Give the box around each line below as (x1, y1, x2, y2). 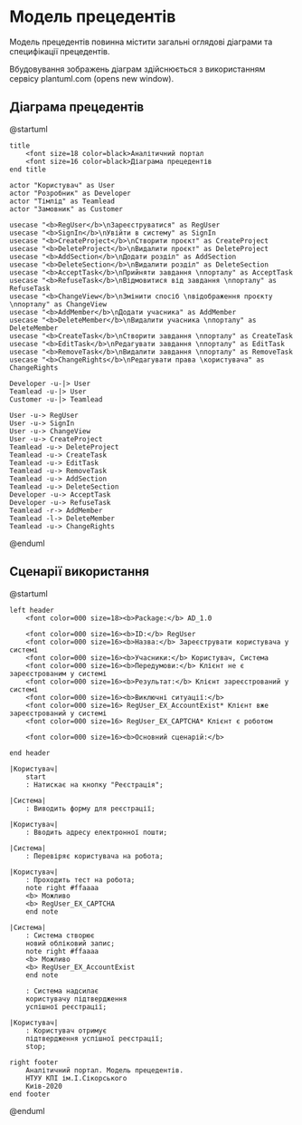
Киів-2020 (25, 1081, 63, 1091)
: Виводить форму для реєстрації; (25, 804, 156, 813)
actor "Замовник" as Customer (9, 204, 124, 214)
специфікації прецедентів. (9, 45, 110, 56)
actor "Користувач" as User (9, 180, 116, 189)
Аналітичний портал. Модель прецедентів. (25, 1065, 184, 1075)
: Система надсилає (25, 986, 99, 995)
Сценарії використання (9, 564, 149, 579)
